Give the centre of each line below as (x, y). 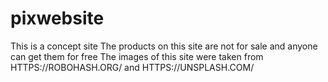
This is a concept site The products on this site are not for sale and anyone (164, 46)
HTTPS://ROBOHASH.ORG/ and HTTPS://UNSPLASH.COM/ (132, 67)
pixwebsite (57, 18)
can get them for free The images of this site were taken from (137, 56)
